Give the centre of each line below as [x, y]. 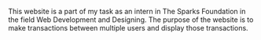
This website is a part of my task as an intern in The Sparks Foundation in [127, 11]
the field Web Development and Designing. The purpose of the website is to [131, 20]
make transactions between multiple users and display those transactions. [129, 28]
